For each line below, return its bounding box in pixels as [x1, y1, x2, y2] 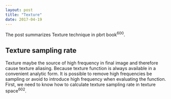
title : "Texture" [5, 12, 42, 17]
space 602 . [5, 87, 27, 94]
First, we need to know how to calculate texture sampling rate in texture [5, 81, 156, 87]
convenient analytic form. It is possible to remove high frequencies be [5, 71, 152, 77]
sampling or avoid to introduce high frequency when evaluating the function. [5, 76, 166, 82]
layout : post [5, 7, 33, 13]
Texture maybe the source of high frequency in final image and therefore [5, 59, 158, 66]
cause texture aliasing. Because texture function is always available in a [5, 65, 156, 71]
